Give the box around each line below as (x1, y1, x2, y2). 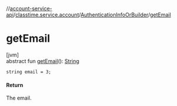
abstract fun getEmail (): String (6, 57, 80, 64)
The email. (6, 94, 32, 102)
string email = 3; (6, 69, 51, 75)
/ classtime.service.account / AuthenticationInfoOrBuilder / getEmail (13, 11, 171, 18)
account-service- (9, 5, 53, 12)
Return (6, 81, 24, 88)
